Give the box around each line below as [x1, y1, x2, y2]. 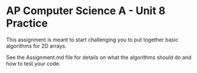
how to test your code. [6, 60, 61, 67]
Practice [6, 16, 48, 30]
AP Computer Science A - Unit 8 [6, 4, 166, 18]
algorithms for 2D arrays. [6, 42, 67, 49]
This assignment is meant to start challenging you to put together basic [6, 36, 179, 43]
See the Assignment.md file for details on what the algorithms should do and [6, 54, 192, 61]
